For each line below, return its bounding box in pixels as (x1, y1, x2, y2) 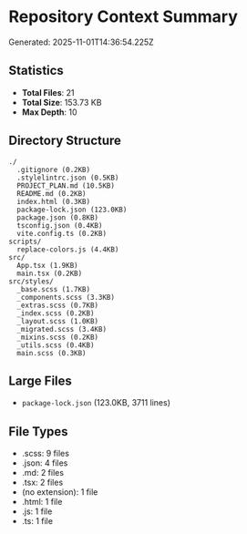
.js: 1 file (21, 506, 53, 517)
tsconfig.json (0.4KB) (16, 221, 103, 230)
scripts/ (8, 237, 42, 246)
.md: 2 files (21, 467, 65, 478)
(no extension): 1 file (21, 487, 98, 498)
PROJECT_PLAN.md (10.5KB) (16, 180, 116, 190)
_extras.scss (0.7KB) (16, 301, 99, 310)
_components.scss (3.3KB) (16, 293, 116, 302)
